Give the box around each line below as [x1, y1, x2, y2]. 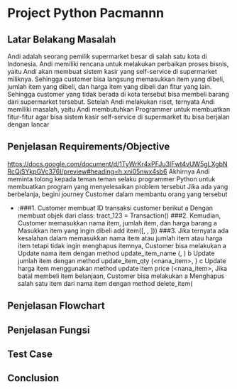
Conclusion [7, 372, 60, 385]
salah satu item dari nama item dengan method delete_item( [17, 279, 193, 287]
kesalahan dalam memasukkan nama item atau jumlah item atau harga [17, 233, 223, 243]
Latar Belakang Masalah [7, 33, 116, 46]
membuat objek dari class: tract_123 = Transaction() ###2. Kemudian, [17, 211, 221, 220]
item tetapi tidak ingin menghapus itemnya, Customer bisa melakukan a [17, 241, 227, 250]
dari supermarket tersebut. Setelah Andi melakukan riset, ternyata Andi [7, 97, 215, 106]
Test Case [7, 348, 53, 360]
